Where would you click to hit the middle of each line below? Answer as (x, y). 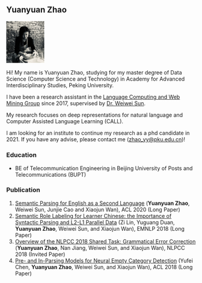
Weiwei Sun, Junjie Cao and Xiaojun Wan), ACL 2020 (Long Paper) (97, 209)
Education (22, 155)
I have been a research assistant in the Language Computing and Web (93, 97)
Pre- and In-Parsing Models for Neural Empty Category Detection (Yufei (104, 260)
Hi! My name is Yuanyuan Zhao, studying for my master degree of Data (94, 73)
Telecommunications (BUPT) (50, 174)
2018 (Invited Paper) (40, 254)
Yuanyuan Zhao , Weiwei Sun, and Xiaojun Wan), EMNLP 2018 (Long (99, 228)
